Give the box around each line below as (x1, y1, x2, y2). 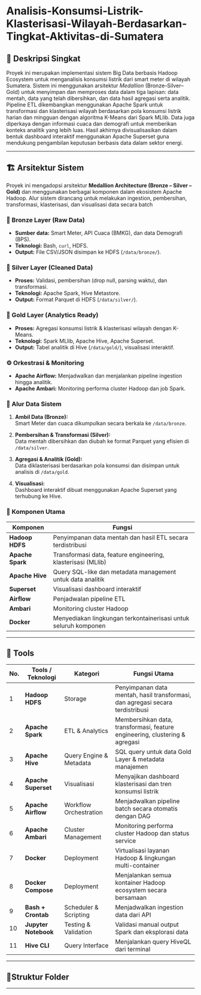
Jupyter (25, 920, 48, 929)
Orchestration (64, 808, 103, 817)
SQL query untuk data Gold (115, 748, 191, 756)
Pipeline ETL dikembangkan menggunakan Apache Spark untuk (6, 101, 163, 108)
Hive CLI (25, 941, 50, 950)
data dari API (115, 911, 151, 919)
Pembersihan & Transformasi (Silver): (14, 431, 111, 439)
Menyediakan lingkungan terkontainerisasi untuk (53, 614, 190, 622)
